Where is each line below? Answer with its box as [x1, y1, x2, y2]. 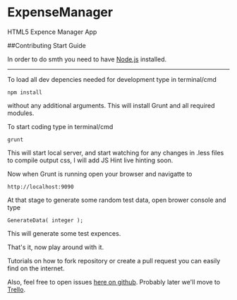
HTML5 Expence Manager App [7, 28, 97, 36]
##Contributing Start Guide [7, 41, 86, 49]
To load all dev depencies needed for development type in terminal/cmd [7, 75, 217, 83]
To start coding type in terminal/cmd [7, 122, 114, 131]
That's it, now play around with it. [7, 243, 104, 251]
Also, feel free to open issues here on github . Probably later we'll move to [7, 277, 221, 286]
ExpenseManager [7, 4, 114, 20]
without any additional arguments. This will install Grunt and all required [7, 101, 215, 109]
